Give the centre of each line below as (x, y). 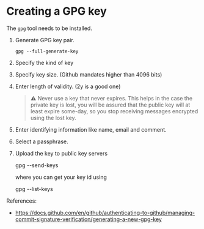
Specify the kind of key (44, 62)
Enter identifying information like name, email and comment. (91, 129)
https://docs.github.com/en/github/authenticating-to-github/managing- (105, 212)
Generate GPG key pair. (45, 40)
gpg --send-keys (37, 165)
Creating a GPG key (56, 11)
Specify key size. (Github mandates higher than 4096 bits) (89, 74)
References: (21, 201)
